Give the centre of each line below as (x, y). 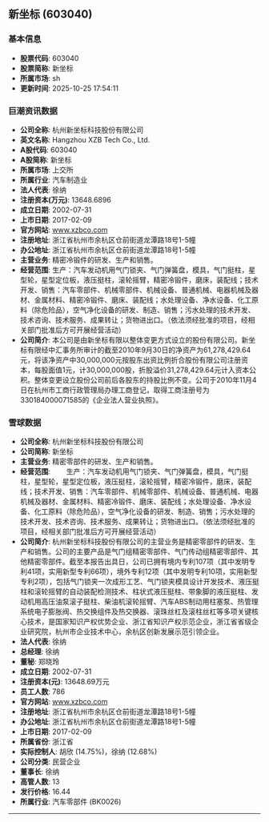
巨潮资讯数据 (33, 110)
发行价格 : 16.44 (45, 792)
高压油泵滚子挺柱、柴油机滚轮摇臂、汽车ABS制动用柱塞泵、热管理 (150, 602)
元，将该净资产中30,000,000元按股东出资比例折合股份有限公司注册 (130, 359)
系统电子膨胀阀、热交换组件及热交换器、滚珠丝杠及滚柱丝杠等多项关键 (136, 611)
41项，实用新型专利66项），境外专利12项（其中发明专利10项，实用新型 (142, 571)
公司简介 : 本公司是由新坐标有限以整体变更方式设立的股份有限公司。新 (134, 339)
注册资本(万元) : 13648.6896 (66, 199)
